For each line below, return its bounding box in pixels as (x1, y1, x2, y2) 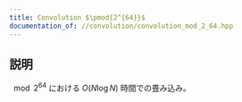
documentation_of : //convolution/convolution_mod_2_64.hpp (9, 21, 234, 30)
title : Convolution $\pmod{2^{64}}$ (9, 13, 146, 22)
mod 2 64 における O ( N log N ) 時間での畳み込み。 (13, 81, 192, 93)
